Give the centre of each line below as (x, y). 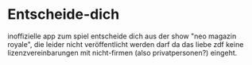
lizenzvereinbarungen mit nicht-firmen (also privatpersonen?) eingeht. (122, 52)
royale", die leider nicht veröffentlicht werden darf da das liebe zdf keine (126, 44)
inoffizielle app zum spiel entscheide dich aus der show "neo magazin (122, 36)
